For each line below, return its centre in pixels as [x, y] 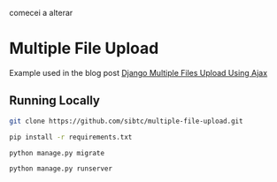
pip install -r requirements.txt [71, 137]
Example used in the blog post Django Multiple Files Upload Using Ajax [138, 72]
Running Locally [54, 101]
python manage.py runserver [61, 169]
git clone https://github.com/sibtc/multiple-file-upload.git [126, 121]
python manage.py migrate [57, 153]
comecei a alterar [41, 13]
